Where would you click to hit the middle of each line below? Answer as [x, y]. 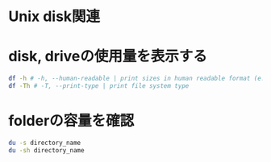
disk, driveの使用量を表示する [108, 56]
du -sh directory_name [46, 150]
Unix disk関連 [54, 17]
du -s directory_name [45, 143]
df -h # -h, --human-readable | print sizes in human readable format [129, 79]
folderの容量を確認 [71, 121]
